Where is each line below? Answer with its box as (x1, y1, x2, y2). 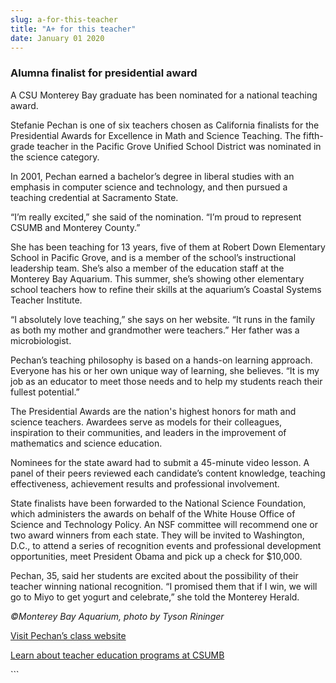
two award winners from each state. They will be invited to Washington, (10, 529, 305, 541)
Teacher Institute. (10, 294, 83, 306)
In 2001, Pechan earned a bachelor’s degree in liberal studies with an (10, 170, 295, 182)
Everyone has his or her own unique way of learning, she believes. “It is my (10, 364, 320, 376)
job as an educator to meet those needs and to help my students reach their (10, 375, 323, 387)
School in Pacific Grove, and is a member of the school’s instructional (10, 251, 297, 263)
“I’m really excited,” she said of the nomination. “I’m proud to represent (10, 211, 302, 223)
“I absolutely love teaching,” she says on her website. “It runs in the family (10, 313, 316, 325)
